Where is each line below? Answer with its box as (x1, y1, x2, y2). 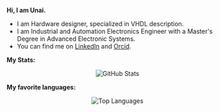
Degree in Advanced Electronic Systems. (16, 35, 136, 43)
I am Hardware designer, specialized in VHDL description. (16, 20, 184, 27)
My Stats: (6, 56, 36, 64)
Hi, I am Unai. (6, 6, 46, 14)
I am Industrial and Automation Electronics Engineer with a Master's (16, 27, 213, 35)
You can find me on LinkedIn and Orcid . (16, 42, 131, 50)
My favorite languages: (6, 83, 77, 91)
